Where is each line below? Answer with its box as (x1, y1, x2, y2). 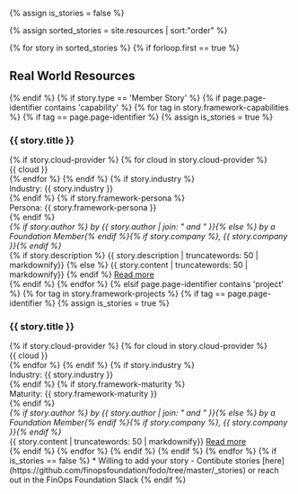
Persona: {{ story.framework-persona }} (9, 202, 157, 213)
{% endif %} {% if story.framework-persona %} (9, 193, 186, 203)
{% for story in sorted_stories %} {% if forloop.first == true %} (9, 42, 240, 53)
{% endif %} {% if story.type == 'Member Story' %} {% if (9, 92, 222, 103)
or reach (248, 465, 280, 476)
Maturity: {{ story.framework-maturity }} (9, 389, 158, 400)
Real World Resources (9, 68, 136, 84)
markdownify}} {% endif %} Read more (9, 269, 154, 280)
